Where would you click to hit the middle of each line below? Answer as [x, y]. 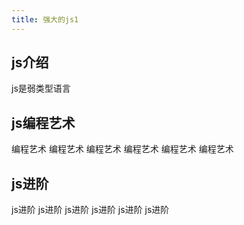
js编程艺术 [43, 122]
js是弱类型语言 [41, 88]
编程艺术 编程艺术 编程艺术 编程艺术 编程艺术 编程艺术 [122, 149]
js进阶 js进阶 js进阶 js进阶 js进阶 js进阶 [90, 210]
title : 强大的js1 [45, 19]
